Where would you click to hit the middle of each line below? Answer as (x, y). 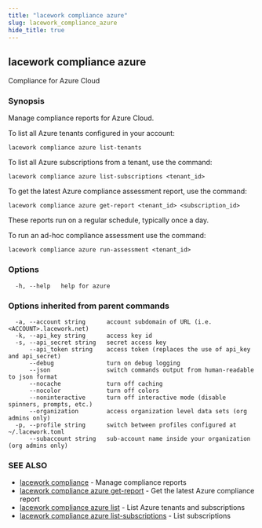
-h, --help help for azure (63, 286)
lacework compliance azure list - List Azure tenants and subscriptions (132, 508)
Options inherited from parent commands (89, 306)
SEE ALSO (28, 466)
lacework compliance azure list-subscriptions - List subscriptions (125, 516)
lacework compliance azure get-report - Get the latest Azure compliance (137, 491)
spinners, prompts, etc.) (50, 405)
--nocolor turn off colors (94, 391)
